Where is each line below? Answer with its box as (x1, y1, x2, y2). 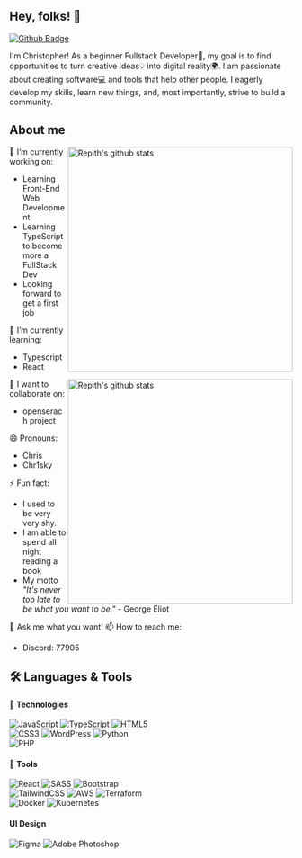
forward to (22, 288, 62, 299)
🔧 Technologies (9, 699, 69, 710)
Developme (22, 201, 66, 212)
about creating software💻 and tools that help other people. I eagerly (9, 74, 263, 85)
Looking (22, 278, 53, 289)
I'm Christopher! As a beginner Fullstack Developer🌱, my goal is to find (9, 50, 271, 61)
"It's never (22, 584, 61, 594)
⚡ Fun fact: (9, 478, 49, 488)
